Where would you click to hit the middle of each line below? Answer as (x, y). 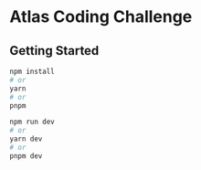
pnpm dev (26, 156)
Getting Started (54, 51)
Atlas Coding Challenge (101, 17)
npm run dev (32, 122)
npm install (32, 71)
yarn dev (26, 139)
